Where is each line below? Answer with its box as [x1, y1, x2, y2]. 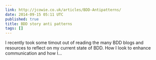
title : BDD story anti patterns [5, 21, 72, 26]
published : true [5, 16, 39, 21]
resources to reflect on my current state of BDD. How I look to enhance [5, 45, 151, 51]
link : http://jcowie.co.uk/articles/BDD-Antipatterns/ [5, 7, 122, 12]
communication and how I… [5, 50, 62, 56]
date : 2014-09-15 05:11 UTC [5, 12, 64, 17]
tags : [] [5, 26, 23, 31]
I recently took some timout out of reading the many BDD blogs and [5, 39, 144, 45]
